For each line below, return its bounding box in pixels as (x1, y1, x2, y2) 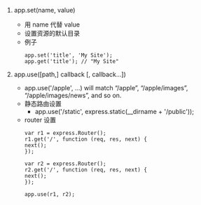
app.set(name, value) (13, 6, 76, 14)
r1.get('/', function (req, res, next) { (24, 136, 147, 143)
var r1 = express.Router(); (24, 129, 106, 136)
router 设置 (24, 115, 57, 124)
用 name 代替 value (24, 20, 81, 29)
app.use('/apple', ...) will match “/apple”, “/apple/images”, (24, 84, 188, 92)
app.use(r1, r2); (24, 191, 76, 198)
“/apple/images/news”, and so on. (24, 91, 122, 99)
